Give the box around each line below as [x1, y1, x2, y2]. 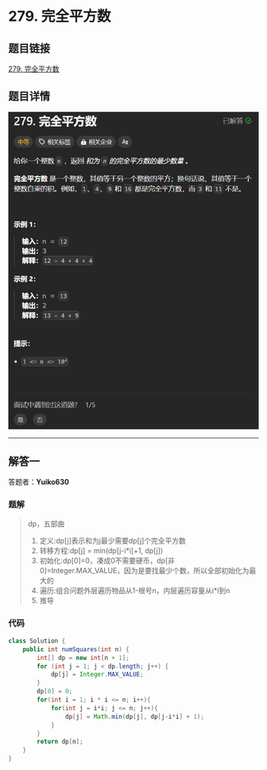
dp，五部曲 [27, 519, 65, 528]
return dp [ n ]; [37, 738, 83, 746]
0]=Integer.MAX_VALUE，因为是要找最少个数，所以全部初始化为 [39, 565, 250, 575]
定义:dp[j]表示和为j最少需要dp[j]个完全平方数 [39, 536, 187, 545]
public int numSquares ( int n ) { [22, 645, 130, 654]
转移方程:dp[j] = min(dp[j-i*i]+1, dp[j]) [39, 545, 164, 555]
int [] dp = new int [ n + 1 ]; [37, 654, 130, 662]
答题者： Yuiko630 [8, 477, 70, 487]
